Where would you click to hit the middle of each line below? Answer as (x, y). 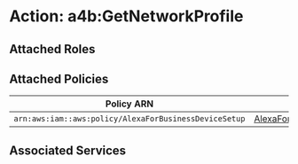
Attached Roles (52, 49)
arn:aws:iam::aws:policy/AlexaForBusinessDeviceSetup (129, 119)
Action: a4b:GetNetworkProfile (126, 16)
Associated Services (68, 150)
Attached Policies (59, 78)
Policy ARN (129, 104)
